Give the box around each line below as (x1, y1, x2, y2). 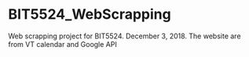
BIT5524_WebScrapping (8, 5, 171, 23)
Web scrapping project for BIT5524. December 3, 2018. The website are (8, 31, 241, 41)
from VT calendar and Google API (8, 39, 118, 48)
